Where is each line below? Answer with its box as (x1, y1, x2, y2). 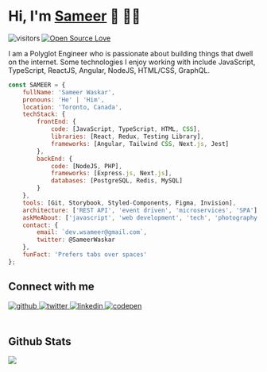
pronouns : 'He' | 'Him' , (22, 95, 105, 104)
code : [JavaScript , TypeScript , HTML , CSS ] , (50, 125, 201, 133)
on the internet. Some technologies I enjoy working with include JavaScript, (8, 57, 256, 67)
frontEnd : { (37, 118, 77, 126)
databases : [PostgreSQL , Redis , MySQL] (50, 177, 183, 185)
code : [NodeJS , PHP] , (50, 162, 123, 170)
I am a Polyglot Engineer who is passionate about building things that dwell (8, 48, 253, 58)
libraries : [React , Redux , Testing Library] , (50, 132, 204, 141)
